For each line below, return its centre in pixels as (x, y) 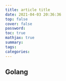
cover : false (19, 24)
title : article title (28, 10)
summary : (14, 42)
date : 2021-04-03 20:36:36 (33, 14)
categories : (17, 51)
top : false (16, 19)
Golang (17, 72)
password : (15, 28)
